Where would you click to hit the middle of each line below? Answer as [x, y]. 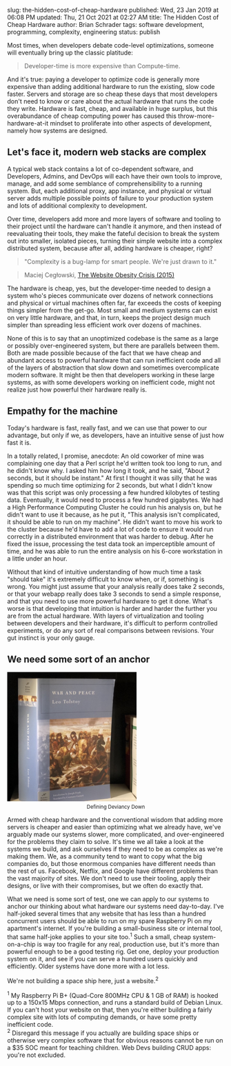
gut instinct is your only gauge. [51, 638]
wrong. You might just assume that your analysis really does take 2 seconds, [116, 586]
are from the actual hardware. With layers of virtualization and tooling [106, 616]
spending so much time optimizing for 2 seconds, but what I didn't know [110, 485]
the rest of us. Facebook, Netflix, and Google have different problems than [113, 871]
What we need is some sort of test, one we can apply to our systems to [108, 899]
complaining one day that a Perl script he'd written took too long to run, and [114, 463]
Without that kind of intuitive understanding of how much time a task [104, 572]
